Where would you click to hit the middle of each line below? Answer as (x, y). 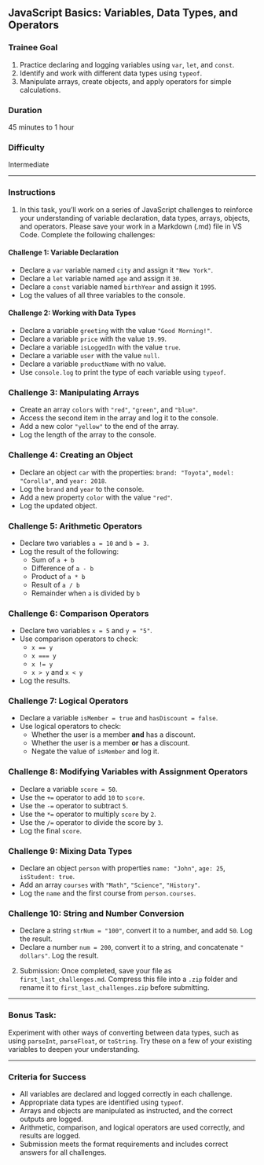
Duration (25, 110)
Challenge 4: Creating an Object (71, 455)
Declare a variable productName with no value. (93, 364)
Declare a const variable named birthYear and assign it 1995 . (118, 287)
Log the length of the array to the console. (88, 434)
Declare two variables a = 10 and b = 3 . (84, 543)
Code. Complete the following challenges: (87, 234)
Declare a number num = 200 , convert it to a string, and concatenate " (132, 947)
